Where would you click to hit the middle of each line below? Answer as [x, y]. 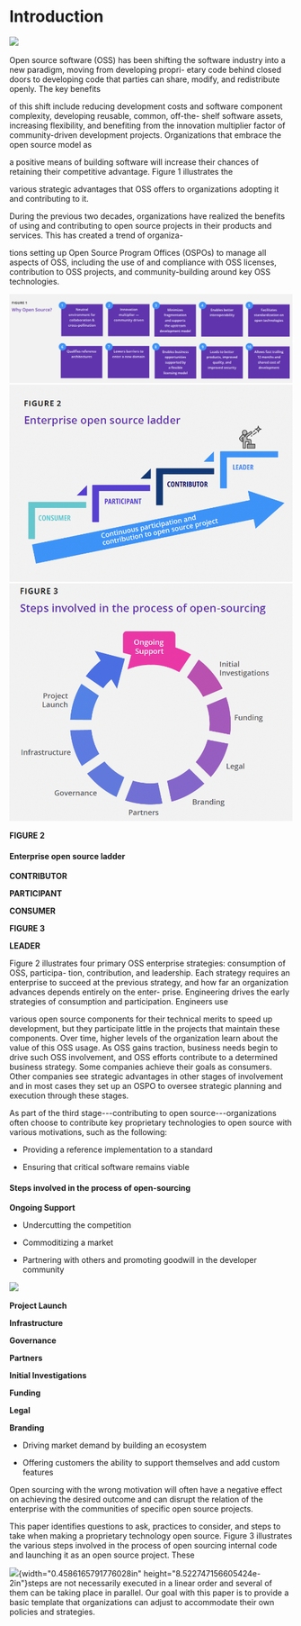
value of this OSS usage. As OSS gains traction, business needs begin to [144, 1048]
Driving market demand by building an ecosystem [114, 1445]
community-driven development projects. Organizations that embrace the [145, 135]
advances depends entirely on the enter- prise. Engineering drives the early [150, 992]
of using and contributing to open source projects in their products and [141, 225]
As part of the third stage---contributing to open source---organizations [143, 1113]
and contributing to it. [49, 198]
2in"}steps [29, 1584]
